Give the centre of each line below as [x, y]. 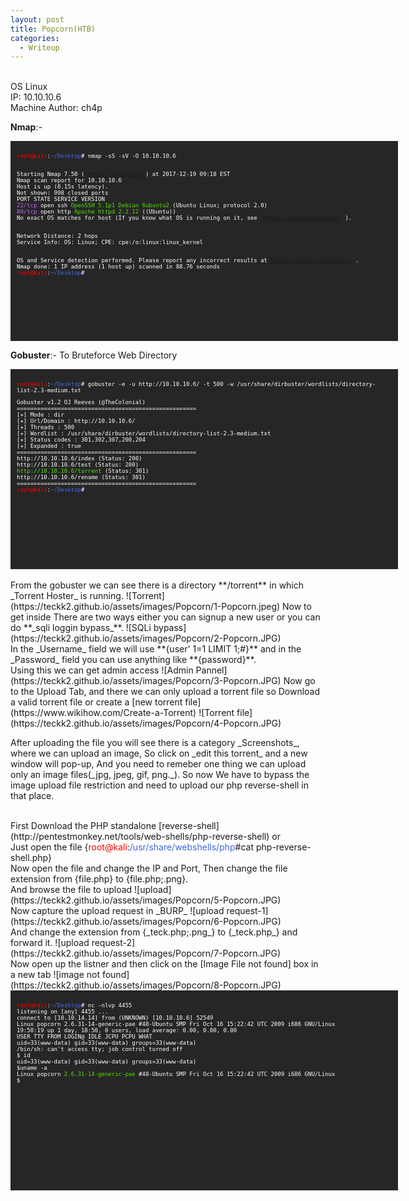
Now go [299, 681]
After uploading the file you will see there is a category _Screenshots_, [155, 743]
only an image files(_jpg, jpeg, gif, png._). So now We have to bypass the [160, 775]
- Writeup [39, 47]
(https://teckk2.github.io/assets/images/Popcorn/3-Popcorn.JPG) [146, 681]
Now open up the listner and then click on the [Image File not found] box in [164, 964]
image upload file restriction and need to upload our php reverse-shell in [160, 785]
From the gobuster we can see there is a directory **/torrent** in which [157, 585]
